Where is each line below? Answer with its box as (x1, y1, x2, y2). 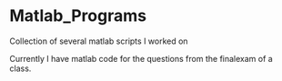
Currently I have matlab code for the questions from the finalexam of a (9, 53, 273, 64)
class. (9, 63, 32, 74)
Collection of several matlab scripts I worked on (9, 35, 188, 46)
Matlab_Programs (9, 5, 147, 26)
